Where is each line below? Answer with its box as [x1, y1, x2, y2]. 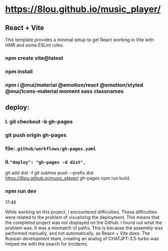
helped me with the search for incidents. [5, 240, 88, 246]
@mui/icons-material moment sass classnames [5, 88, 124, 95]
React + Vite [5, 24, 44, 32]
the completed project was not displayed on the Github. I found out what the [5, 219, 162, 225]
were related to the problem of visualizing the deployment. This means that [5, 214, 160, 220]
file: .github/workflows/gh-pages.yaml [5, 145, 96, 152]
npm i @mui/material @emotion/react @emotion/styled [5, 81, 143, 88]
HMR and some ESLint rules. [5, 42, 64, 48]
